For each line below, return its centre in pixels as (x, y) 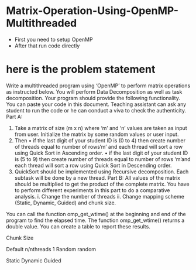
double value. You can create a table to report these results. (78, 226)
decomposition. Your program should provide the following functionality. (93, 98)
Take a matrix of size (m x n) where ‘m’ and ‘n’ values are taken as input (101, 128)
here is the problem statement (81, 69)
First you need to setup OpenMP (54, 39)
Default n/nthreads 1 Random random (51, 249)
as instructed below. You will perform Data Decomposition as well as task (94, 91)
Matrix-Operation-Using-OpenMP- (92, 11)
